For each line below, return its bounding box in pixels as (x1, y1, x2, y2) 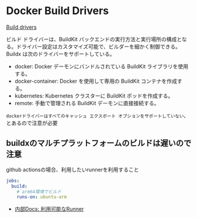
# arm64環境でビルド (16, 189, 62, 194)
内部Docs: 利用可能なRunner (14, 206, 84, 213)
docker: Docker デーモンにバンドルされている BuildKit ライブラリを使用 (14, 63, 189, 70)
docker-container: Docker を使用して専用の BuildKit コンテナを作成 (14, 78, 178, 85)
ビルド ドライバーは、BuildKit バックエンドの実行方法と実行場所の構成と (6, 35, 182, 42)
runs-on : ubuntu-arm (16, 194, 67, 200)
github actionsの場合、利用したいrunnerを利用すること (6, 166, 139, 173)
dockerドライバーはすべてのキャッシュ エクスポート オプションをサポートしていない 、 (6, 112, 189, 119)
